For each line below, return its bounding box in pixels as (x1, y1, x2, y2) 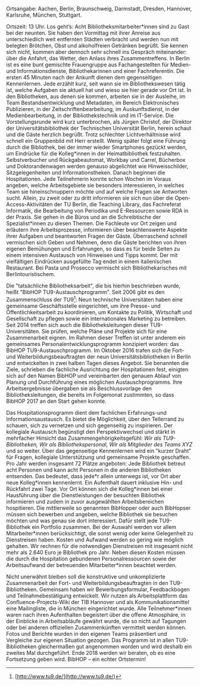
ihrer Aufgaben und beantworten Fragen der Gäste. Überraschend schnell (6, 232, 187, 240)
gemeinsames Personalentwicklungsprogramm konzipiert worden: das (6, 340, 180, 347)
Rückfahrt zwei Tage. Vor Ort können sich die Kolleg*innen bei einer (6, 485, 173, 492)
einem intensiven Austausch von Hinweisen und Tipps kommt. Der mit (6, 252, 178, 259)
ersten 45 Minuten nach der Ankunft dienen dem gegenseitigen (6, 74, 162, 81)
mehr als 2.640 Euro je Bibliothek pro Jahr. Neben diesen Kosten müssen (6, 549, 186, 556)
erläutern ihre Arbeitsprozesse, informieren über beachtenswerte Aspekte (6, 226, 187, 233)
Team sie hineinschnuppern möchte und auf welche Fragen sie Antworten (6, 188, 187, 195)
